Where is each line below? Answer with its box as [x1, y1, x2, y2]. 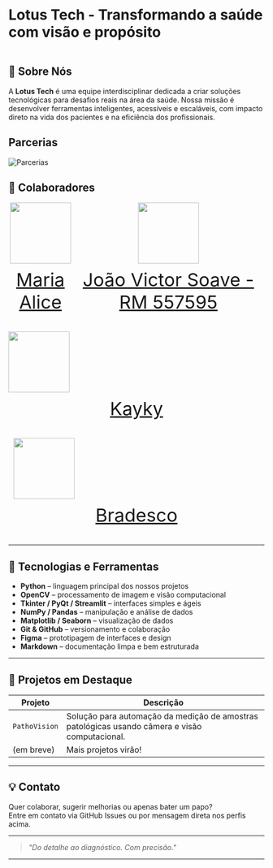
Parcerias [8, 136, 58, 149]
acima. [8, 818, 31, 829]
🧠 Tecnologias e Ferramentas [8, 559, 159, 573]
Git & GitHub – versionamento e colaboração [19, 624, 171, 634]
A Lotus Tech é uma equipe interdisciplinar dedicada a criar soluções [8, 86, 241, 96]
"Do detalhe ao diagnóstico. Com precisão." [28, 842, 177, 852]
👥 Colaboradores [8, 180, 96, 194]
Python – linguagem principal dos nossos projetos [19, 581, 189, 591]
